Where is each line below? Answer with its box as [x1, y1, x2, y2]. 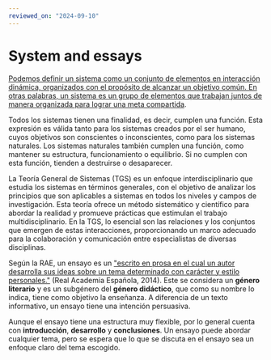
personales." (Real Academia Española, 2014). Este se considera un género [8, 275, 260, 285]
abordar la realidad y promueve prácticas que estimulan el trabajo [8, 208, 228, 218]
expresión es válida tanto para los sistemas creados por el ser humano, [8, 123, 246, 133]
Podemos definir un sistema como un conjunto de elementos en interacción [8, 74, 260, 83]
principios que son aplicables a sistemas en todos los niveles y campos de [8, 191, 257, 201]
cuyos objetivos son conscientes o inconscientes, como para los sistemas [8, 132, 256, 142]
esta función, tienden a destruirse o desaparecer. [8, 158, 172, 167]
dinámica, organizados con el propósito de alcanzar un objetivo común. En [8, 82, 257, 91]
